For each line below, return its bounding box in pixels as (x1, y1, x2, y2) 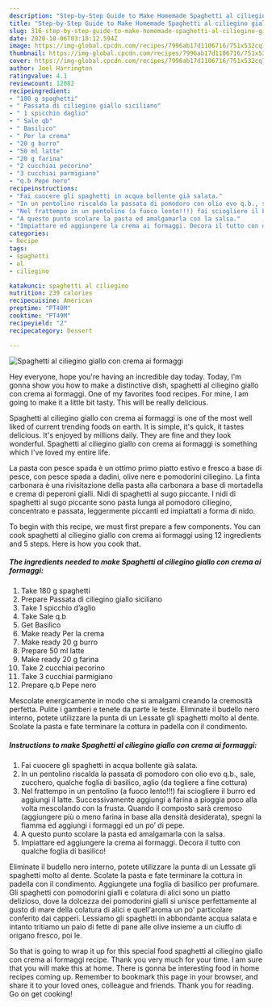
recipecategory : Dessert (9, 326, 93, 335)
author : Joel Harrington (9, 65, 93, 73)
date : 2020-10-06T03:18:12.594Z (9, 34, 118, 43)
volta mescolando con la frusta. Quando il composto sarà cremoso (20, 804, 243, 813)
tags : (9, 245, 27, 253)
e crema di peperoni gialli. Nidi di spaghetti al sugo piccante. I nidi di (9, 489, 236, 498)
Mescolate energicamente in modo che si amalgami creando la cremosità (9, 696, 253, 706)
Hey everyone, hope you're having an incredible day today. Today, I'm (9, 371, 241, 381)
